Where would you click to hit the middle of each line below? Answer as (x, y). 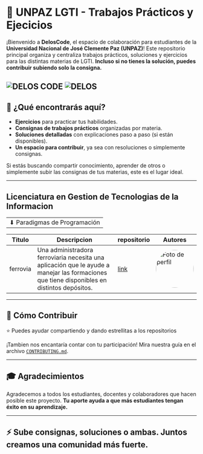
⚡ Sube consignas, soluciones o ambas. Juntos (97, 432)
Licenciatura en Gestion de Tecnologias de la (92, 197)
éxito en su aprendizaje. (37, 407)
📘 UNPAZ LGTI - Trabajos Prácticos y (100, 12)
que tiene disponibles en (72, 280)
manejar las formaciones (72, 273)
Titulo (20, 239)
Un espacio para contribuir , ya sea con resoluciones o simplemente (100, 148)
